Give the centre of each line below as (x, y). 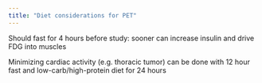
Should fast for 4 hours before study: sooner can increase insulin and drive (131, 38)
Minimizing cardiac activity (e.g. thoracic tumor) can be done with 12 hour (129, 62)
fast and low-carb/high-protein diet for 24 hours (88, 70)
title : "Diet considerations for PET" (72, 15)
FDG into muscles (37, 46)
